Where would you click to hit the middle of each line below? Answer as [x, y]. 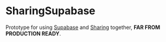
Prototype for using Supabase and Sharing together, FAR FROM [83, 27]
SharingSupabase [51, 11]
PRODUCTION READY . [33, 33]
